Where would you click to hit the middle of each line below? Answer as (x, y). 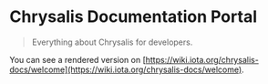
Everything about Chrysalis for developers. (112, 42)
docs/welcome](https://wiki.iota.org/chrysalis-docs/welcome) (126, 69)
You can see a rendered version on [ (77, 59)
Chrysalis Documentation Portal (134, 17)
